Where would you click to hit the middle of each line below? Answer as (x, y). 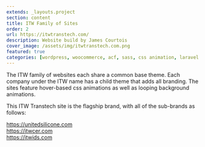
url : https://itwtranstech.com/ (48, 35)
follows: (16, 112)
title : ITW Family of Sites (42, 23)
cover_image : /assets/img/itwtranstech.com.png (68, 46)
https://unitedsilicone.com (39, 124)
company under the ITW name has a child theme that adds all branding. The (102, 81)
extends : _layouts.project (41, 12)
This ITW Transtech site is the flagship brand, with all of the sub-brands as (101, 106)
